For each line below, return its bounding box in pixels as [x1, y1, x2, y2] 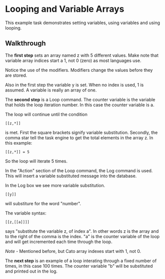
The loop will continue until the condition [5, 111, 88, 117]
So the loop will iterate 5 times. [5, 158, 68, 164]
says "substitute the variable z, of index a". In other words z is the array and [5, 228, 159, 234]
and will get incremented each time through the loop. [5, 239, 112, 245]
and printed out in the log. [5, 268, 58, 274]
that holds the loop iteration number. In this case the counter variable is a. [5, 102, 155, 108]
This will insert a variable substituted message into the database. [5, 173, 137, 179]
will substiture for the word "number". [5, 200, 81, 206]
